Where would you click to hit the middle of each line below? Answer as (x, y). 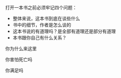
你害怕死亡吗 (19, 60)
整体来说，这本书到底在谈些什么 (46, 18)
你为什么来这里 (21, 48)
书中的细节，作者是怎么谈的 (42, 25)
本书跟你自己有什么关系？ (40, 38)
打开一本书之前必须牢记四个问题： (41, 7)
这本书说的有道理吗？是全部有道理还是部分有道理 (64, 31)
